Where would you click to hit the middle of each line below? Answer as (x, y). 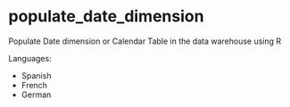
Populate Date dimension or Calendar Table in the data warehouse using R (145, 41)
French (34, 85)
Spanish (36, 75)
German (36, 95)
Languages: (30, 58)
